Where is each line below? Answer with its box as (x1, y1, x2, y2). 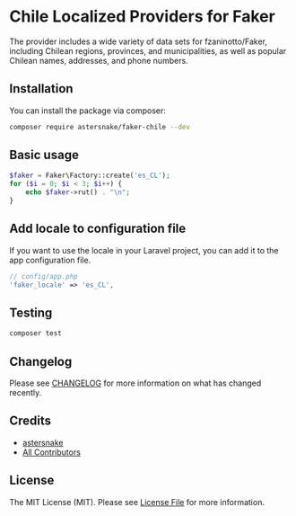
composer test (9, 329, 63, 338)
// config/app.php (9, 271, 78, 280)
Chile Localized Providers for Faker (9, 6, 275, 27)
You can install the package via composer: (9, 105, 166, 116)
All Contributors (22, 447, 81, 458)
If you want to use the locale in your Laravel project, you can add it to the (9, 245, 279, 255)
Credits (9, 414, 52, 429)
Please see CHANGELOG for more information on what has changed (9, 378, 262, 388)
